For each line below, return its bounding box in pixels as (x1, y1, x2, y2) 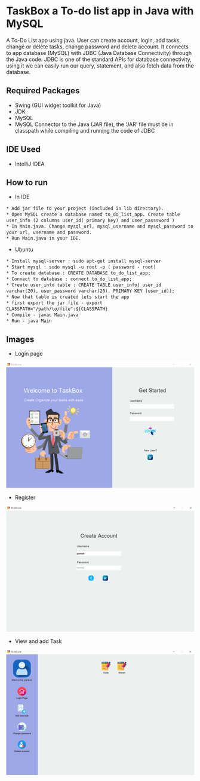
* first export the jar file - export (6, 300, 103, 306)
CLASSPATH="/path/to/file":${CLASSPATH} (6, 306, 109, 312)
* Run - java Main (6, 318, 52, 324)
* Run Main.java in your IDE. (6, 235, 82, 241)
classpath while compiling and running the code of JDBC (14, 127, 155, 134)
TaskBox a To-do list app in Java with (6, 4, 194, 18)
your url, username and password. (6, 229, 93, 235)
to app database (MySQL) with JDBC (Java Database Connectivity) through (6, 49, 192, 56)
